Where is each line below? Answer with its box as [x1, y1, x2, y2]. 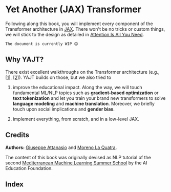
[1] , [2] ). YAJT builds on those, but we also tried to [5, 74, 112, 80]
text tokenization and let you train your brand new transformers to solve [12, 95, 166, 101]
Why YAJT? [5, 55, 44, 64]
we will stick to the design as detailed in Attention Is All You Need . [5, 31, 144, 37]
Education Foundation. [5, 165, 53, 171]
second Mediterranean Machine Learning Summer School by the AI [5, 160, 147, 166]
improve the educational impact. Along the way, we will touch [12, 84, 142, 90]
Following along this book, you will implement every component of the [5, 20, 153, 27]
